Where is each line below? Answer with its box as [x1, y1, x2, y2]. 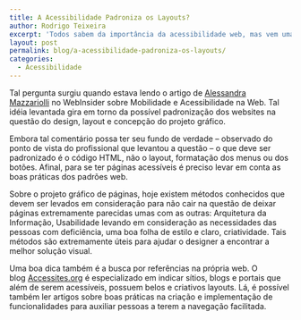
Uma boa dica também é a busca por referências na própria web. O [9, 263, 258, 274]
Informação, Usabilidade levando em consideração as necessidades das [9, 216, 278, 228]
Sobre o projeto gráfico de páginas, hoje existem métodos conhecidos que [9, 189, 285, 199]
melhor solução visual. [9, 245, 92, 256]
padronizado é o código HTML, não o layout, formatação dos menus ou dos [9, 152, 289, 163]
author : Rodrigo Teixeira [9, 21, 106, 30]
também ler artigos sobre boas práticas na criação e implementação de [9, 291, 273, 302]
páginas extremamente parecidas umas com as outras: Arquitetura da [9, 207, 267, 218]
